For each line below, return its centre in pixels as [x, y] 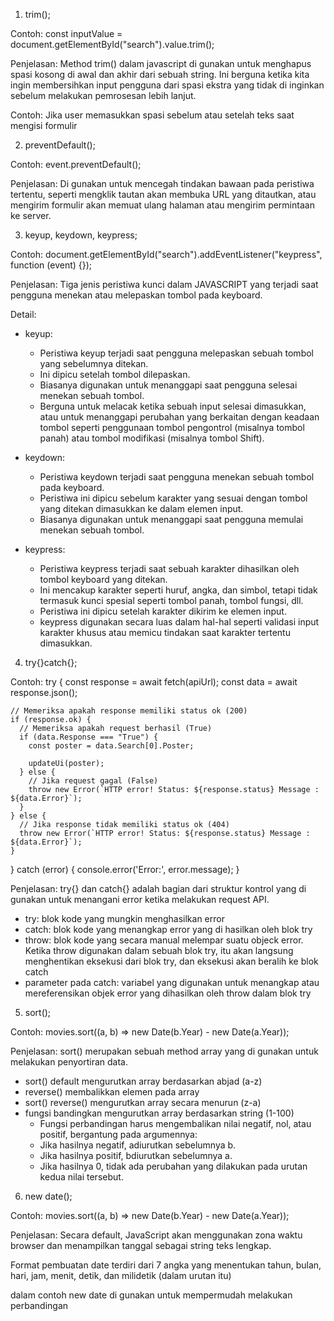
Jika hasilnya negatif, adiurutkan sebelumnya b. [138, 1145]
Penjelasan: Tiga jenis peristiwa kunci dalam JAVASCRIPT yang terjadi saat [164, 284]
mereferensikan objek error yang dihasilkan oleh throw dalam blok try [168, 993]
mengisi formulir [44, 125]
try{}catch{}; [51, 662]
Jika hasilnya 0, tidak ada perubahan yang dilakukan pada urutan [173, 1166]
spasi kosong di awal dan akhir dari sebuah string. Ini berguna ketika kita [160, 74]
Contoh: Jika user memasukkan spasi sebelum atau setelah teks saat [152, 115]
